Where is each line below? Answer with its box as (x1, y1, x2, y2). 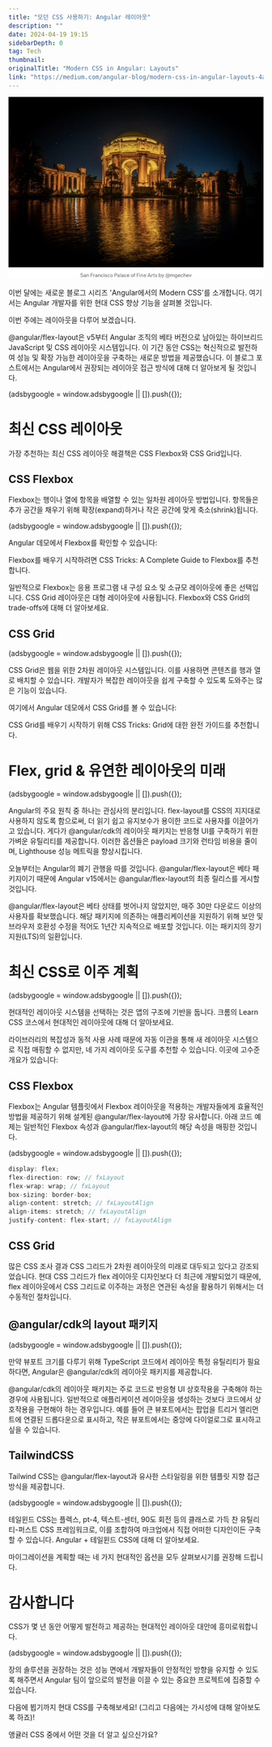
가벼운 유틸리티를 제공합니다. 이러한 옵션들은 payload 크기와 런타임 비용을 (8, 836, 243, 846)
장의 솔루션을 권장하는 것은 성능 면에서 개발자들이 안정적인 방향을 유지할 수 (8, 1665, 244, 1675)
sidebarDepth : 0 (8, 39, 63, 47)
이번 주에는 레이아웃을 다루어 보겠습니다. (8, 315, 136, 325)
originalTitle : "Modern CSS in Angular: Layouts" (8, 65, 180, 73)
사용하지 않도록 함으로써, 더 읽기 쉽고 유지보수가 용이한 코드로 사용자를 (8, 816, 231, 826)
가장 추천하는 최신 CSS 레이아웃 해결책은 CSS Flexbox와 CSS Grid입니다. (8, 448, 242, 458)
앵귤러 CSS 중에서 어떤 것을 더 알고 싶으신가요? (8, 1730, 158, 1740)
